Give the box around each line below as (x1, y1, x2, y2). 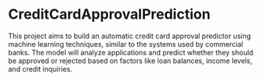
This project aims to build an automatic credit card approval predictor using (8, 31, 252, 40)
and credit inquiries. (8, 64, 73, 73)
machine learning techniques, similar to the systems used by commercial (8, 39, 244, 48)
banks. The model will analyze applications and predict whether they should (8, 48, 254, 57)
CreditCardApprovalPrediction (8, 5, 211, 23)
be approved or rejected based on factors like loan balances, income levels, (8, 56, 253, 65)
